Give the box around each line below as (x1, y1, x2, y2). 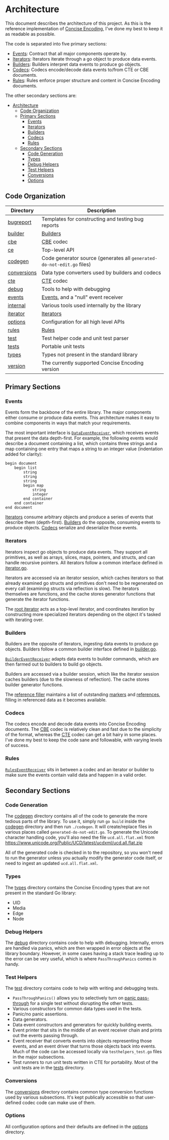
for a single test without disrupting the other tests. (30, 1000, 134, 1006)
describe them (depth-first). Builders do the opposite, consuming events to (5, 519, 161, 525)
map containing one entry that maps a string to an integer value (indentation (5, 446, 163, 452)
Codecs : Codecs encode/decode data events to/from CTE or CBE (12, 67, 149, 73)
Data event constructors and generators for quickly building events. (12, 1022, 153, 1028)
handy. (5, 961, 20, 967)
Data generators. (12, 1016, 48, 1022)
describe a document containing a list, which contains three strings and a (5, 441, 157, 447)
